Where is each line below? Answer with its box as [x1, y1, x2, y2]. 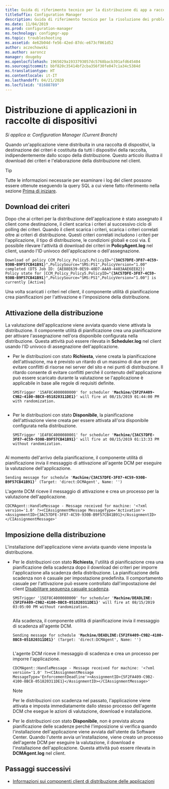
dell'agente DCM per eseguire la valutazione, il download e [12, 740, 135, 745]
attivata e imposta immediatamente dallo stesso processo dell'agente [12, 703, 156, 709]
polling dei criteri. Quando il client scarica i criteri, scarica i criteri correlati [5, 227, 158, 233]
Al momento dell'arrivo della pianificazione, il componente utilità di [5, 455, 143, 461]
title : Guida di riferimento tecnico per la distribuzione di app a [5, 7, 152, 13]
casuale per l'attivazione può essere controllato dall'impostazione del [12, 581, 156, 586]
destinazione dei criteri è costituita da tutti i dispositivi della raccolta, [5, 147, 147, 153]
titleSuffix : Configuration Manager [5, 12, 82, 17]
